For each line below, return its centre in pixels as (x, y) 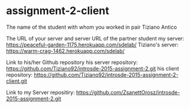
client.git (17, 81)
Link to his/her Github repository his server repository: (72, 62)
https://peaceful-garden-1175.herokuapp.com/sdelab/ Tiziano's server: (92, 45)
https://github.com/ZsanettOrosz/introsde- (128, 92)
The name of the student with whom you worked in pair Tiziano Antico (91, 27)
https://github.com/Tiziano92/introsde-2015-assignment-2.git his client (93, 68)
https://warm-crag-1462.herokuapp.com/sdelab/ (65, 50)
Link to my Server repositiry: (40, 92)
